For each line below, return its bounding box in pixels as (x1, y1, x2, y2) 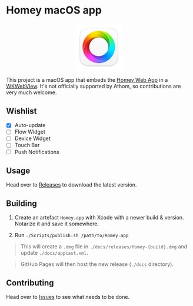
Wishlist (6, 106, 37, 116)
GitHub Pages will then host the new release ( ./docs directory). (20, 261, 174, 268)
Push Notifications (14, 148, 60, 155)
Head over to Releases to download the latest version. (6, 181, 137, 188)
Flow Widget (14, 128, 46, 135)
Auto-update (14, 122, 46, 129)
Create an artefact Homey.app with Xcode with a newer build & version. (14, 214, 184, 221)
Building (6, 198, 37, 208)
